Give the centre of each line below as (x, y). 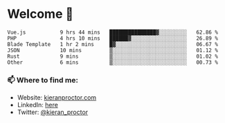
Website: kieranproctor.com (57, 98)
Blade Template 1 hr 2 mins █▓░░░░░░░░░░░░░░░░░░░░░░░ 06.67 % (112, 44)
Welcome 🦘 (40, 14)
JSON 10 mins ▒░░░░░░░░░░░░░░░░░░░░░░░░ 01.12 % (112, 50)
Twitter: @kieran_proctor (53, 112)
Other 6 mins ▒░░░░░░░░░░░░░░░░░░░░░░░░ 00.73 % (112, 62)
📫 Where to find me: (43, 80)
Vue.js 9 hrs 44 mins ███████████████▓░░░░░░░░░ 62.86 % (112, 32)
